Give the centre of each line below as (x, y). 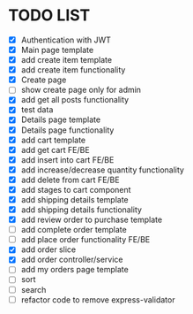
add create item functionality (73, 70)
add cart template (53, 140)
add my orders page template (74, 270)
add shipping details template (74, 199)
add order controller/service (72, 260)
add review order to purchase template (92, 220)
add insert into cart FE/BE (67, 159)
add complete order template (74, 230)
